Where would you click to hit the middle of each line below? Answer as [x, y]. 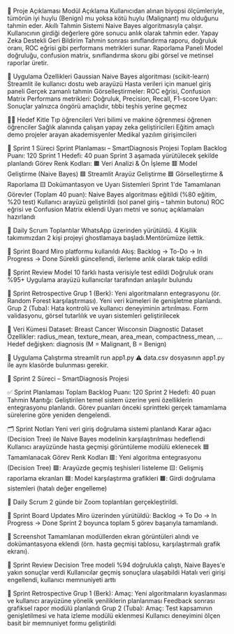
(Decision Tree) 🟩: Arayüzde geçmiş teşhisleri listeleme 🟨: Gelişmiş [105, 468]
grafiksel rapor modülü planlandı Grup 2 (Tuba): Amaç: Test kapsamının [110, 608]
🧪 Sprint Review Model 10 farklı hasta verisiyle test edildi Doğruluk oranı [110, 272]
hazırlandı [22, 217]
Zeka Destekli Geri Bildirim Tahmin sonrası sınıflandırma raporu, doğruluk [112, 41]
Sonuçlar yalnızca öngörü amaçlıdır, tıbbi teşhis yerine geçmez [97, 106]
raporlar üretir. [28, 63]
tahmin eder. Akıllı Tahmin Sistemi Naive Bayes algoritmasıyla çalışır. [105, 26]
